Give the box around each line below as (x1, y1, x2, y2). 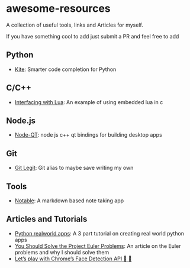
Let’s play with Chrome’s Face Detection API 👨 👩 (14, 255, 132, 262)
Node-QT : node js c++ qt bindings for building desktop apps (14, 131, 163, 138)
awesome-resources (6, 2, 111, 15)
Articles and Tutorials (6, 214, 88, 224)
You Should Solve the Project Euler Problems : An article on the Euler (14, 242, 181, 250)
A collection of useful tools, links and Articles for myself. (6, 21, 143, 28)
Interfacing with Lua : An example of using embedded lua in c (14, 98, 163, 105)
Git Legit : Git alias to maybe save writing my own (14, 164, 134, 172)
